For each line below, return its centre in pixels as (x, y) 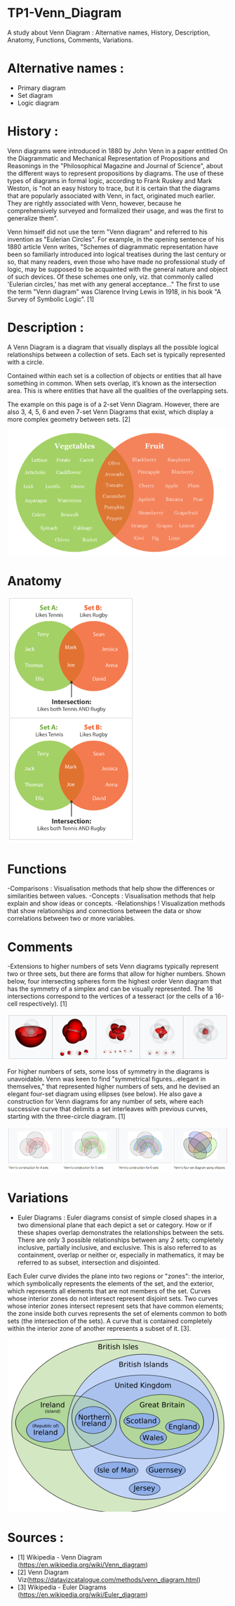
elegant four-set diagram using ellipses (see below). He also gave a (105, 1094)
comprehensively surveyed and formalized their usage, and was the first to (115, 211)
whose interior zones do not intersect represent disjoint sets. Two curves (113, 1299)
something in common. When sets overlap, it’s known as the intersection (112, 383)
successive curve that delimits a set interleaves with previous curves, (108, 1109)
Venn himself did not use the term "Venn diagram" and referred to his (108, 232)
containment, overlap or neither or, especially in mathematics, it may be (121, 1255)
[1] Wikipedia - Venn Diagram (60, 1557)
